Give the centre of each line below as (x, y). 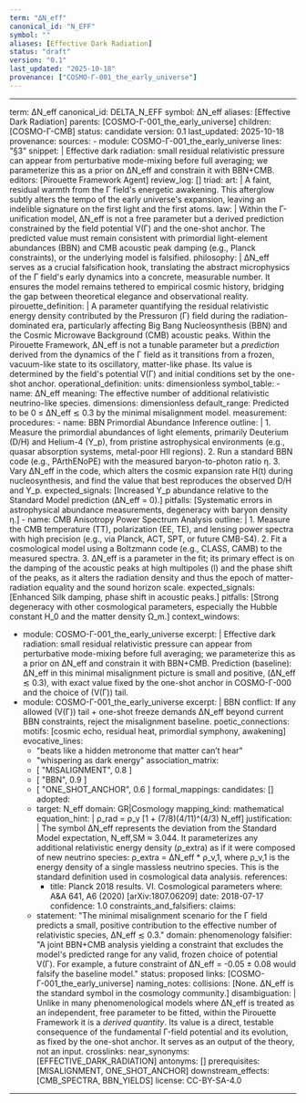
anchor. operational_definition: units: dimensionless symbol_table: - (154, 383)
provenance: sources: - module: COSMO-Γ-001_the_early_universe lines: (146, 141)
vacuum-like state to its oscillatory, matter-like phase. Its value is (131, 364)
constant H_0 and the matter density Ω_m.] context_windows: (124, 616)
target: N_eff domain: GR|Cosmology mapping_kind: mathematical (160, 808)
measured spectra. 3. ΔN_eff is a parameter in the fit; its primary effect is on (152, 558)
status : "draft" (40, 52)
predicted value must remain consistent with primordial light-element (139, 237)
